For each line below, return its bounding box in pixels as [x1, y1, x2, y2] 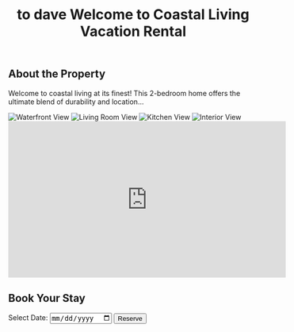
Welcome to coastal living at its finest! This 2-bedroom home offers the [8, 88, 241, 98]
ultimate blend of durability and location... [8, 97, 144, 106]
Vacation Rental [80, 22, 186, 41]
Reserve [117, 314, 143, 322]
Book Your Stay [8, 291, 86, 305]
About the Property [8, 68, 105, 81]
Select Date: [8, 313, 48, 322]
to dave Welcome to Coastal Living [17, 6, 250, 24]
